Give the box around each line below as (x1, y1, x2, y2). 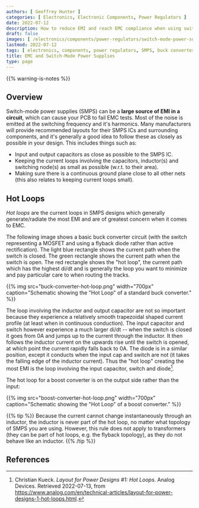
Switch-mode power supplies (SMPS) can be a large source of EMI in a (6, 108, 181, 115)
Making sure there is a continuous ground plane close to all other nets (14, 170, 185, 177)
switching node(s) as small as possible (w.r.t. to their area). (14, 164, 159, 171)
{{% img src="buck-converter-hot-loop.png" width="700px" (6, 283, 154, 290)
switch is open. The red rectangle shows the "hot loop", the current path (6, 259, 182, 266)
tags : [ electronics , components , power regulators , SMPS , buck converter (6, 48, 195, 54)
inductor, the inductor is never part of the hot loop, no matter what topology (6, 418, 191, 425)
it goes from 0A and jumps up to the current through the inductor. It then (6, 333, 183, 340)
